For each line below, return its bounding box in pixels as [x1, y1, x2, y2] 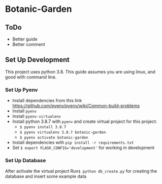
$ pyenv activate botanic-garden [19, 135, 89, 140]
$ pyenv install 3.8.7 [19, 125, 66, 130]
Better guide [12, 36, 38, 42]
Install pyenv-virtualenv [12, 113, 61, 119]
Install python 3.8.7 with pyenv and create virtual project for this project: [12, 118, 158, 124]
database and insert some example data [5, 174, 87, 180]
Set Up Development [5, 56, 70, 64]
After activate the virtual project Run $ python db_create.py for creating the [5, 168, 158, 174]
